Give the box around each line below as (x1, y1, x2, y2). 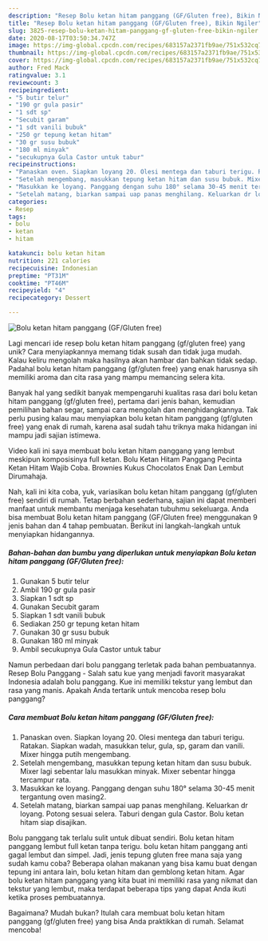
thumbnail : (8, 49, 45, 57)
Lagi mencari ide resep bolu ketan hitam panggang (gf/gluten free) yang (8, 338, 246, 348)
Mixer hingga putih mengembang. (19, 749, 132, 759)
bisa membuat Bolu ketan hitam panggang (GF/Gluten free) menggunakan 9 (8, 513, 258, 522)
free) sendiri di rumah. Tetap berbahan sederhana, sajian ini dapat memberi (8, 495, 257, 505)
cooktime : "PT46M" (8, 279, 69, 287)
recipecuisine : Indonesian (8, 264, 98, 272)
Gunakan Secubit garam (19, 602, 100, 611)
